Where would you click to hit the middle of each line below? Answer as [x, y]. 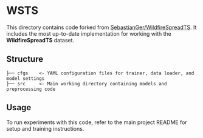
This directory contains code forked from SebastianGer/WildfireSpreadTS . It [101, 27]
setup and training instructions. [45, 128]
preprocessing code [31, 89]
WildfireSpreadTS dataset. [40, 40]
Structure [25, 59]
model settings [26, 78]
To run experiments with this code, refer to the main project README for [97, 122]
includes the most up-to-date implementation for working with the [89, 33]
